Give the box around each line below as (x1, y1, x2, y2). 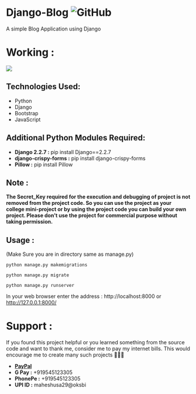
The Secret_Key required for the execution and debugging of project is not (6, 193, 191, 200)
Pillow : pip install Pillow (14, 161, 73, 168)
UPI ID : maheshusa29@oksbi (14, 381, 87, 389)
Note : (6, 177, 29, 187)
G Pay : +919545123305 (14, 369, 73, 376)
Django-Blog (6, 6, 69, 19)
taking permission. (6, 218, 53, 225)
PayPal (14, 363, 32, 370)
